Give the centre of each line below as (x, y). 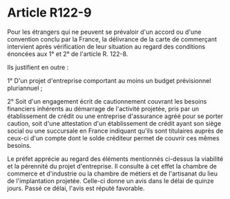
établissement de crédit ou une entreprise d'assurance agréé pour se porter (115, 116)
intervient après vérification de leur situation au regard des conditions (106, 46)
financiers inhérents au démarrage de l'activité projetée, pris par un (103, 108)
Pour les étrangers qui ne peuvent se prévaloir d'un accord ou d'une (104, 32)
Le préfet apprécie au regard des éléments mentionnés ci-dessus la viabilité (115, 159)
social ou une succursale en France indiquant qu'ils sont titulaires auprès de (115, 131)
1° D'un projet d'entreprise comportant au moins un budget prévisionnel (109, 80)
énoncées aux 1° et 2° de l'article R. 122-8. (68, 54)
